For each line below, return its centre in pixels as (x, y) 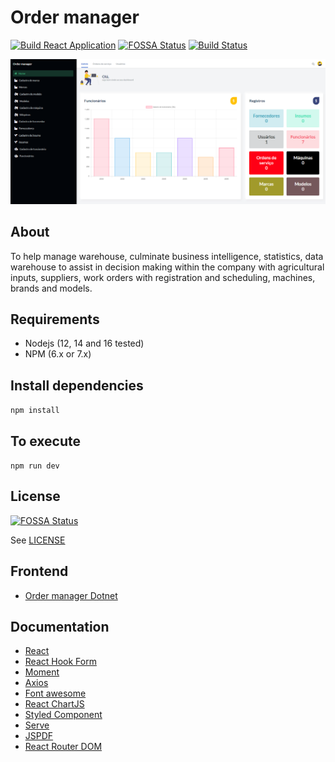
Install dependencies (77, 385)
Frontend (39, 571)
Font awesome (55, 693)
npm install (35, 411)
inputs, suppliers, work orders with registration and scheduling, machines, (163, 277)
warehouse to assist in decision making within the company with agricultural (167, 267)
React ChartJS (54, 704)
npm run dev (35, 466)
